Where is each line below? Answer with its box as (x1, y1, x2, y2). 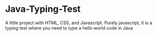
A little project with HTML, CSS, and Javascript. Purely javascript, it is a (5, 20, 152, 26)
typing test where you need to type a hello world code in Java (5, 25, 133, 31)
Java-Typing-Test (5, 3, 81, 15)
